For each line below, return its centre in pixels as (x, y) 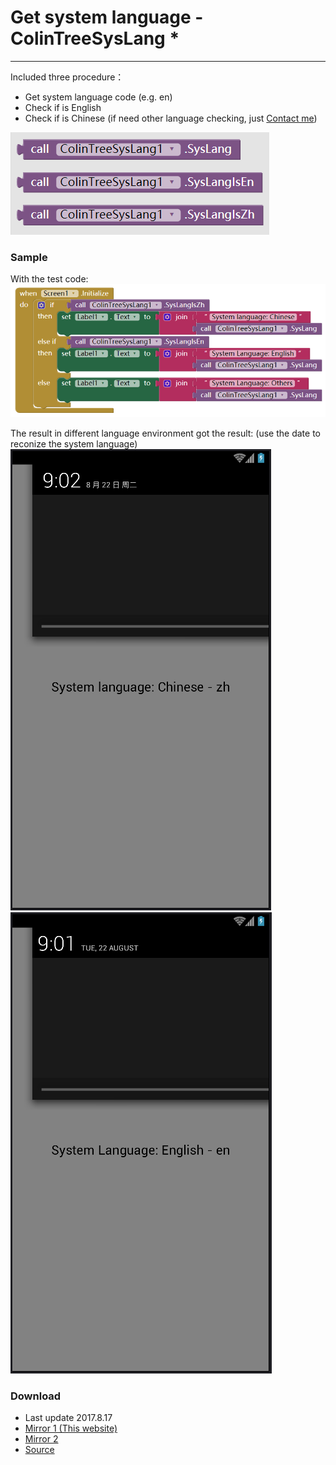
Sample (29, 257)
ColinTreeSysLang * (95, 38)
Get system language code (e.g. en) (98, 97)
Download (36, 1396)
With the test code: (49, 279)
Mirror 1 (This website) (71, 1428)
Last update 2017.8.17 (68, 1418)
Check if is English (63, 107)
